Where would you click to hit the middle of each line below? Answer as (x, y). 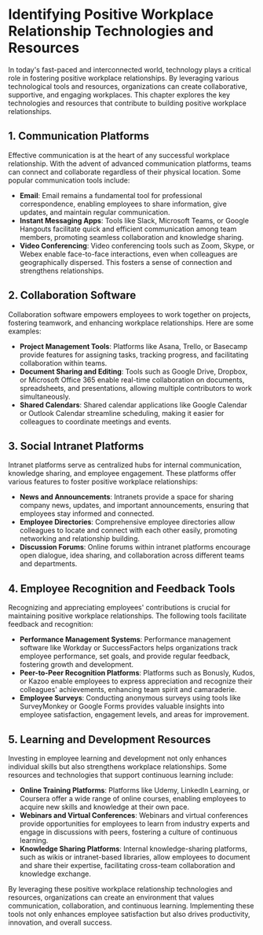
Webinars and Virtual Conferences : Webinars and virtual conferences (134, 815)
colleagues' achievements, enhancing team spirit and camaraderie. (128, 690)
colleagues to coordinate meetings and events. (95, 421)
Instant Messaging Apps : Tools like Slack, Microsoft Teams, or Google (134, 220)
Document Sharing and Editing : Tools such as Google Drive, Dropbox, (133, 371)
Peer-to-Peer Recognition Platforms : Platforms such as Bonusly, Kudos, (137, 673)
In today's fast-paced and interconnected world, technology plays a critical (130, 69)
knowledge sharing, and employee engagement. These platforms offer (122, 473)
